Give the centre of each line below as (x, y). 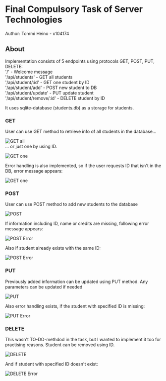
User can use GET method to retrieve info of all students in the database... (81, 132)
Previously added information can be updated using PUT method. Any (77, 282)
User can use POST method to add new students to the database (71, 204)
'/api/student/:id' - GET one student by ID (47, 82)
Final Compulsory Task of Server (74, 9)
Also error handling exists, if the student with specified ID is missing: (75, 306)
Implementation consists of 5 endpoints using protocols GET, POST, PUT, (80, 61)
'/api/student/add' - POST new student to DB (51, 88)
